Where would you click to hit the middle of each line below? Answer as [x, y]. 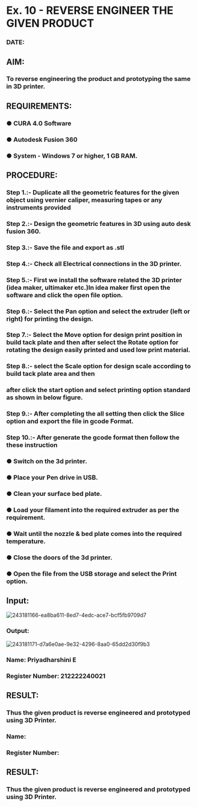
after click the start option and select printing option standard [98, 390]
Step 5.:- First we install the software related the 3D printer [94, 280]
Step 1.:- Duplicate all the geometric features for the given [93, 192]
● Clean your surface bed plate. [54, 494]
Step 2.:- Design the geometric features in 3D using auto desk [98, 223]
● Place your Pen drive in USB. [52, 477]
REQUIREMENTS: [39, 106]
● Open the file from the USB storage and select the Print [92, 573]
